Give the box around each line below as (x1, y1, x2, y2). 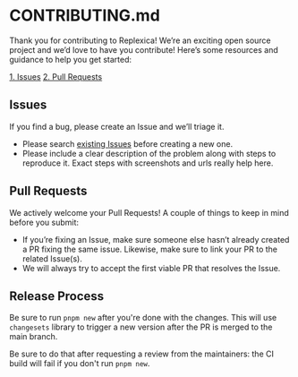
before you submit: (9, 217, 79, 227)
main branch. (9, 331, 58, 342)
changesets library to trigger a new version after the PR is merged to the (9, 321, 273, 332)
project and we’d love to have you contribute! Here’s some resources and (9, 44, 279, 55)
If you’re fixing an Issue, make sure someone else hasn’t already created (21, 234, 290, 244)
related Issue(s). (21, 253, 82, 264)
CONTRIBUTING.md (9, 5, 161, 26)
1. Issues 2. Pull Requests (9, 71, 103, 81)
